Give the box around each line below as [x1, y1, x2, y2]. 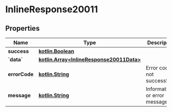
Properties [5, 24, 40, 33]
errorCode [8, 71, 34, 78]
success [8, 48, 29, 55]
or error [145, 92, 165, 99]
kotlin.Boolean [38, 48, 74, 55]
